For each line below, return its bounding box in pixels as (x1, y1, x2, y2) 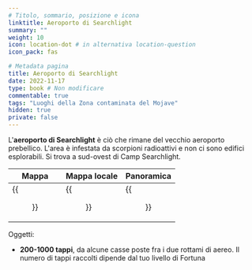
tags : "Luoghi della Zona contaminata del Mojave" (8, 99, 179, 107)
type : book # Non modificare (8, 84, 104, 92)
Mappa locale (66, 171, 118, 181)
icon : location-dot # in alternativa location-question (8, 41, 196, 49)
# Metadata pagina (8, 62, 69, 71)
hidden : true (8, 106, 51, 114)
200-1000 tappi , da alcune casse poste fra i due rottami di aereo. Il (19, 245, 239, 254)
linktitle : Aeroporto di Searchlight (8, 19, 133, 27)
